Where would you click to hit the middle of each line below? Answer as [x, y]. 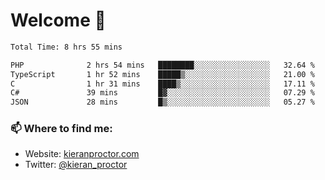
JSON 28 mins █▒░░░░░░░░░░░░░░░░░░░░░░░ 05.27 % [162, 102]
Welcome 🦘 [58, 20]
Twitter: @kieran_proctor [76, 165]
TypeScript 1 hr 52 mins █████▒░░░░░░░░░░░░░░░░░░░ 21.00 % [162, 74]
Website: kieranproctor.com [82, 154]
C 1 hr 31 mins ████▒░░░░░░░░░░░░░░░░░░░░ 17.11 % [162, 84]
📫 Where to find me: [61, 129]
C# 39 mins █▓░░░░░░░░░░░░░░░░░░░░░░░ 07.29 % [162, 93]
